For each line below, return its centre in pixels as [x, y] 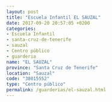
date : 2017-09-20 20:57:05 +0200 [48, 23]
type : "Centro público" [36, 85]
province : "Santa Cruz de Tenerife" [52, 67]
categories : [21, 28]
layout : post [23, 12]
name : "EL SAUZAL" [29, 62]
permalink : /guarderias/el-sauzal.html [56, 90]
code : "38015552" [28, 79]
